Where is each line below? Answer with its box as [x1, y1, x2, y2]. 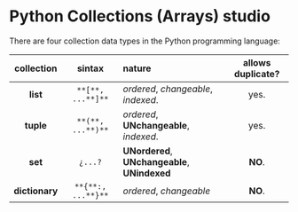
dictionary [13, 185, 59, 197]
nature [122, 62, 152, 75]
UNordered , [122, 145, 173, 157]
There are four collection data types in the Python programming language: [9, 35, 281, 46]
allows [242, 56, 271, 68]
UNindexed [122, 167, 171, 179]
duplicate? [233, 67, 280, 80]
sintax [76, 62, 105, 75]
